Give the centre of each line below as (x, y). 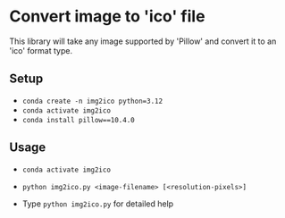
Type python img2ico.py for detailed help (98, 204)
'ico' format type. (41, 50)
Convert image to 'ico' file (107, 17)
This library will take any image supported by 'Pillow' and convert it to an (143, 41)
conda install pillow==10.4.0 (79, 120)
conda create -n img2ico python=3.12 (92, 101)
